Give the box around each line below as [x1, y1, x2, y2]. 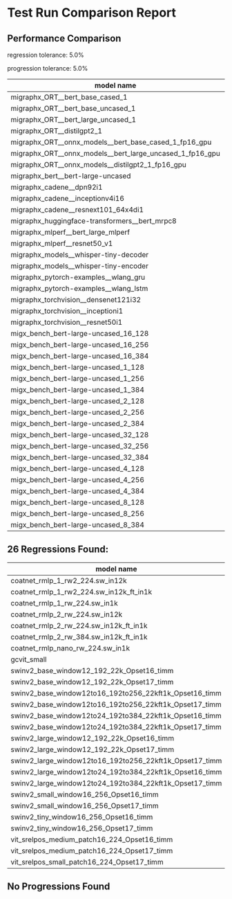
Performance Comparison [7, 33, 122, 44]
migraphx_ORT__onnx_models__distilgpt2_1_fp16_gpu [10, 160, 186, 169]
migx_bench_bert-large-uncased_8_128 [10, 497, 145, 507]
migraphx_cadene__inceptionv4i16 [10, 194, 124, 203]
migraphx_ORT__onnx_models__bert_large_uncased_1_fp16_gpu [10, 149, 221, 158]
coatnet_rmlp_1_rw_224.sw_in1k [10, 598, 119, 607]
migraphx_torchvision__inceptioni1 [10, 306, 124, 316]
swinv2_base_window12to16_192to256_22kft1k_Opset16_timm [10, 688, 222, 697]
